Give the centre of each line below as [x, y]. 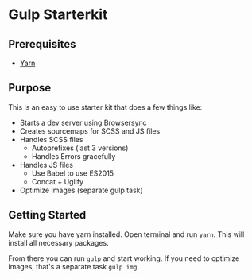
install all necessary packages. [58, 242]
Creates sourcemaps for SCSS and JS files [90, 131]
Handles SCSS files [51, 139]
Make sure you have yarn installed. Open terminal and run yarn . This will [126, 234]
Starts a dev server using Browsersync [83, 122]
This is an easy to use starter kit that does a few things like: [105, 107]
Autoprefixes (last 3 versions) [80, 148]
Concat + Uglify [58, 181]
